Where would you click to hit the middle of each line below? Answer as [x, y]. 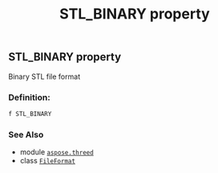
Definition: [29, 97]
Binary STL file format [44, 76]
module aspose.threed [57, 152]
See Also [26, 134]
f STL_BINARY [30, 113]
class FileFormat [48, 161]
